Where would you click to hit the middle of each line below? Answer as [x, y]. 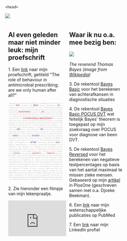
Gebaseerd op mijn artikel [95, 180]
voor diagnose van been [93, 134]
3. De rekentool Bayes [91, 84]
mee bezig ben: [93, 42]
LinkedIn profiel [85, 229]
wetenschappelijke [88, 210]
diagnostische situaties [92, 99]
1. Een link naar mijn [28, 69]
